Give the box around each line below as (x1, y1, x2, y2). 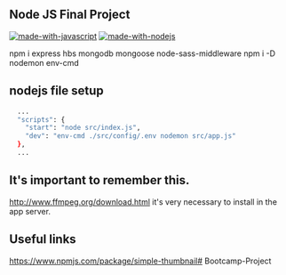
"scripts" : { (17, 115, 66, 124)
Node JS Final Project (9, 7, 131, 22)
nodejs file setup (9, 84, 104, 99)
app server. (9, 206, 52, 216)
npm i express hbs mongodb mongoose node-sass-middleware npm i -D (9, 48, 276, 59)
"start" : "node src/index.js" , (25, 124, 141, 133)
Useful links (9, 231, 77, 247)
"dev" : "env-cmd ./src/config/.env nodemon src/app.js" (25, 132, 237, 141)
